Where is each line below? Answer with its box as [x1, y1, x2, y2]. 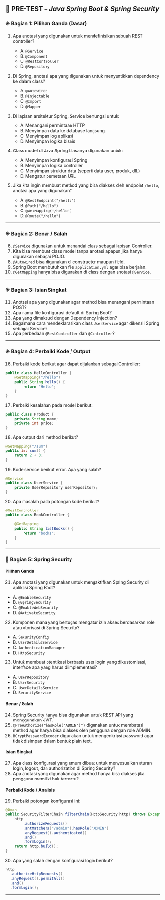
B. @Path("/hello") [20, 202, 59, 208]
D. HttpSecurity [12, 650, 45, 656]
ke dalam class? [12, 78, 46, 84]
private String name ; [14, 416, 58, 421]
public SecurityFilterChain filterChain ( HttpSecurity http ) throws [5, 812, 146, 817]
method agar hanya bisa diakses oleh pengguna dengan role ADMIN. [12, 727, 152, 733]
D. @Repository [20, 63, 50, 69]
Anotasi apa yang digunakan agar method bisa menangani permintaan [12, 300, 155, 305]
